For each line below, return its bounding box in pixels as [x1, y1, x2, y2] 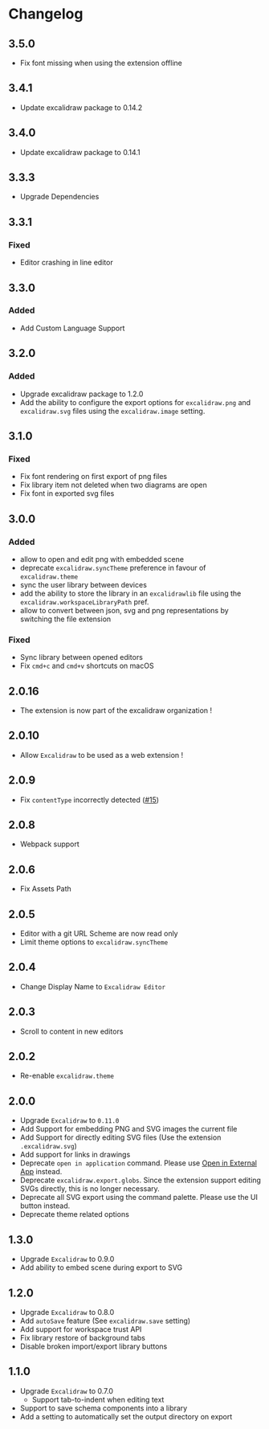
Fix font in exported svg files [19, 489, 115, 498]
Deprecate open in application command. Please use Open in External [19, 1158, 257, 1168]
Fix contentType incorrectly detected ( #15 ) [19, 795, 159, 805]
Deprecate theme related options [19, 1210, 130, 1219]
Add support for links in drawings [19, 1150, 131, 1160]
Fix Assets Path [19, 884, 72, 894]
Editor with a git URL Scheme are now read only [19, 929, 178, 939]
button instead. [19, 1201, 71, 1210]
